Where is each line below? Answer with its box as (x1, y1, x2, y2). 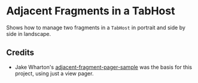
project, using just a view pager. (14, 70, 94, 77)
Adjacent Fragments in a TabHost (6, 4, 175, 18)
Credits (6, 48, 35, 58)
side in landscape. (6, 30, 51, 37)
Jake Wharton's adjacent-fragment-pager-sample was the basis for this (14, 63, 193, 70)
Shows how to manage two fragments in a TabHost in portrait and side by (6, 24, 185, 31)
